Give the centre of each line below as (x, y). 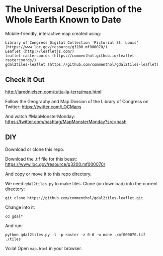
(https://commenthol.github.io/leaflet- (94, 56)
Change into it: (20, 207)
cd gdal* (14, 216)
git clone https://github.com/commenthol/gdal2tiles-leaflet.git (74, 198)
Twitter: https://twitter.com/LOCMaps (43, 107)
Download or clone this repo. (35, 149)
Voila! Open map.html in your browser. (44, 248)
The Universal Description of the (74, 9)
